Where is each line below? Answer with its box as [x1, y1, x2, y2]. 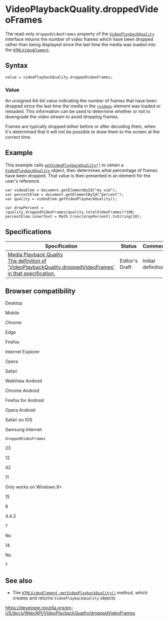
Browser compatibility [5, 287, 76, 296]
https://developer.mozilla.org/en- [5, 605, 73, 611]
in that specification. [7, 270, 55, 277]
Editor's [119, 257, 138, 264]
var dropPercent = [5, 205, 43, 210]
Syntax [5, 61, 28, 70]
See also [5, 576, 32, 585]
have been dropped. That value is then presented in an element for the [5, 172, 151, 179]
